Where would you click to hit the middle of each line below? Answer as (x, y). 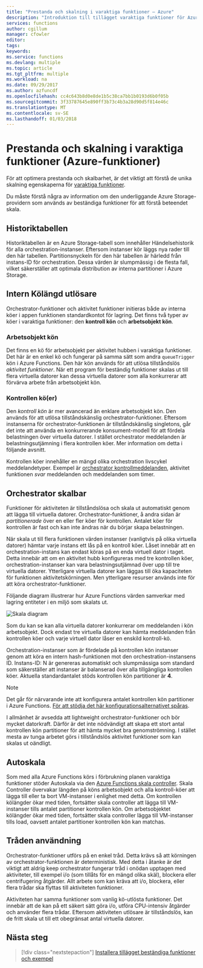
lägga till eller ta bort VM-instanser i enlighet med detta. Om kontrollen (94, 796)
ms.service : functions (35, 57)
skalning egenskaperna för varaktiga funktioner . (66, 185)
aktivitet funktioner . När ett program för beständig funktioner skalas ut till (97, 370)
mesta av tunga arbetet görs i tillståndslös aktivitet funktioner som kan (94, 737)
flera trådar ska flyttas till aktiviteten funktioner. (65, 888)
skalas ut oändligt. (29, 743)
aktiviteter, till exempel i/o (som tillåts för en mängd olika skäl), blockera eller (101, 874)
